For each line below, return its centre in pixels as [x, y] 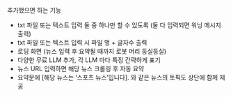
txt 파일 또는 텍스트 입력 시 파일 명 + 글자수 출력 [82, 43]
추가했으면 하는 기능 [34, 10]
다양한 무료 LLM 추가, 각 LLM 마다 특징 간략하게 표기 [89, 60]
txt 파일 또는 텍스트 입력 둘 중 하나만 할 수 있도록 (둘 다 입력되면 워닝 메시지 [119, 25]
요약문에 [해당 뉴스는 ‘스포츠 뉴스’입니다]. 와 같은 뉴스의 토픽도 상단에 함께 [117, 77]
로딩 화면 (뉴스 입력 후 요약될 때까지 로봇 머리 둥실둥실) [92, 51]
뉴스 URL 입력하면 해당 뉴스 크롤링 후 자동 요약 [81, 69]
